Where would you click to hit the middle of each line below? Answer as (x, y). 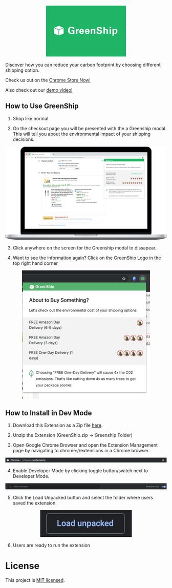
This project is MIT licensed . (35, 580)
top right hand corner (35, 263)
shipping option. (23, 70)
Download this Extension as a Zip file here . (58, 425)
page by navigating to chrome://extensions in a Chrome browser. (81, 451)
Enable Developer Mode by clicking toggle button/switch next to (80, 470)
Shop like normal (30, 118)
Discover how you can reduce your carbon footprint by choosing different (83, 65)
